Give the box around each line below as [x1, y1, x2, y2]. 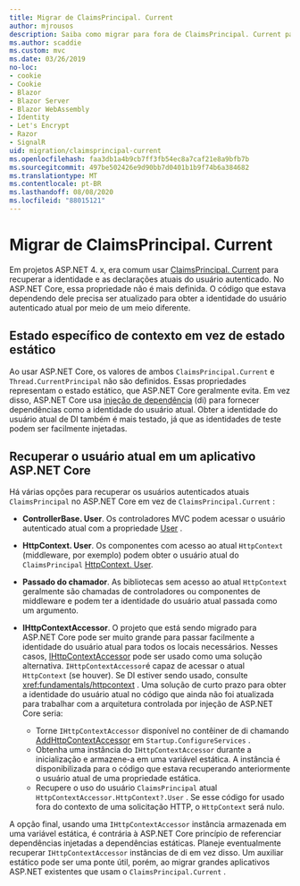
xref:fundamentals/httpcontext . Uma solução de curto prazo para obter [21, 679, 287, 690]
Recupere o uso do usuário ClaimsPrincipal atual [35, 782, 218, 793]
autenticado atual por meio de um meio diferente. [9, 302, 191, 313]
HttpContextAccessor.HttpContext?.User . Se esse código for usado [35, 792, 285, 803]
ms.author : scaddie [9, 38, 82, 47]
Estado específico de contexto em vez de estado [9, 328, 286, 344]
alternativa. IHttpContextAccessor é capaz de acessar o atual [21, 660, 246, 671]
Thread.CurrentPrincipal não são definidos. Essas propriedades [9, 375, 247, 386]
